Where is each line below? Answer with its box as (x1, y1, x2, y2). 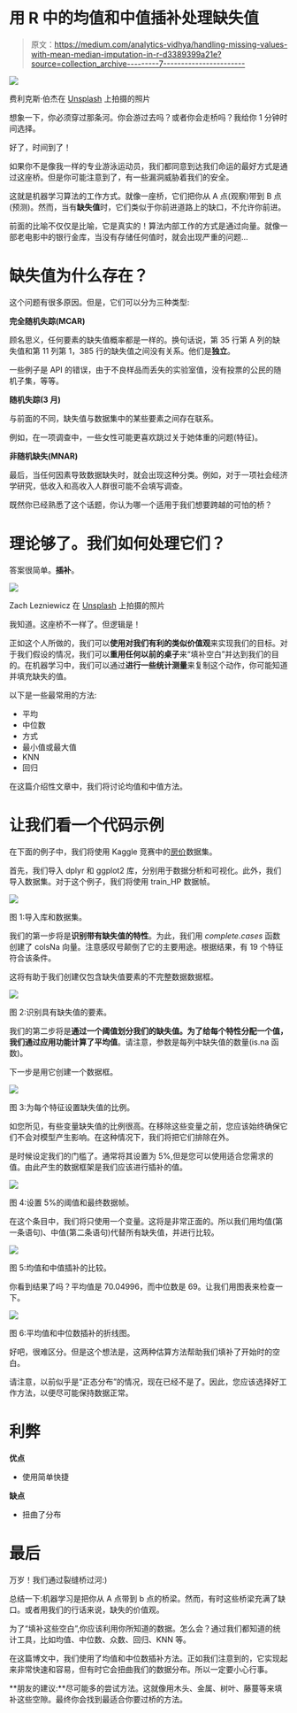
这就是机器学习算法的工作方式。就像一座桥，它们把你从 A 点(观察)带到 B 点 (9, 190, 282, 201)
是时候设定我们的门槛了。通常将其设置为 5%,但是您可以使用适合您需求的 (9, 1150, 274, 1161)
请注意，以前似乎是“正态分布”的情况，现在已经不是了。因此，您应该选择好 (9, 1376, 280, 1386)
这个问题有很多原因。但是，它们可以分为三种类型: (9, 297, 190, 307)
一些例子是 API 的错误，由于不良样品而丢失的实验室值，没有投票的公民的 (9, 364, 274, 374)
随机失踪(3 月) (9, 394, 61, 405)
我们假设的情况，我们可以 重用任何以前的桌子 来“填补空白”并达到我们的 (16, 648, 272, 660)
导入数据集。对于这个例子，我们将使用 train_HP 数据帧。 (9, 876, 215, 886)
